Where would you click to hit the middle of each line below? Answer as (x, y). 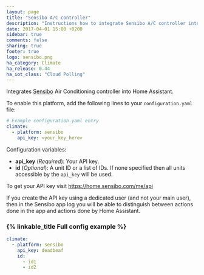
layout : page (23, 12)
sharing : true (24, 46)
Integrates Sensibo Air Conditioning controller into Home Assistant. (90, 91)
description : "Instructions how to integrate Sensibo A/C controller (96, 23)
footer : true (23, 52)
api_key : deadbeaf (40, 250)
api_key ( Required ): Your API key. (57, 161)
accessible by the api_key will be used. (64, 174)
